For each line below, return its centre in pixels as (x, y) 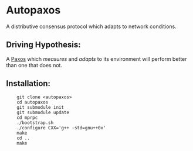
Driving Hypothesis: (43, 45)
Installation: (28, 83)
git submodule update (43, 112)
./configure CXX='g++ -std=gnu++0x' (62, 128)
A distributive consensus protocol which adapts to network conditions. (92, 26)
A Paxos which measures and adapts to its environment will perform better (97, 59)
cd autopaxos (33, 102)
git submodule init (40, 107)
